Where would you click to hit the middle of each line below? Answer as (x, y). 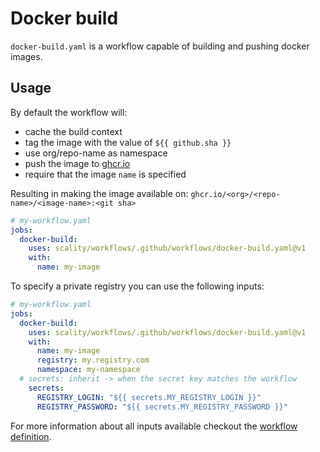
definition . (31, 436)
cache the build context (73, 131)
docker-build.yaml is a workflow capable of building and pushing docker (160, 46)
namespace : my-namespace (88, 370)
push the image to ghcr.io (77, 163)
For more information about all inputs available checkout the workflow (154, 426)
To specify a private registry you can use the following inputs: (137, 286)
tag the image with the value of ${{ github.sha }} (128, 142)
